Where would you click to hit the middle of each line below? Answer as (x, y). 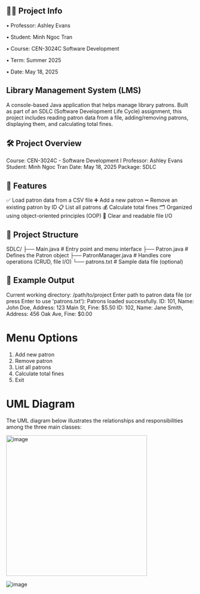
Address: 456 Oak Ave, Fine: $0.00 (49, 313)
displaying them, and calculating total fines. (60, 124)
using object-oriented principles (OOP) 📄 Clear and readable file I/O (89, 216)
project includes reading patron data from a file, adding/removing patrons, (98, 118)
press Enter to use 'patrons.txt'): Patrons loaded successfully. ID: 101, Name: (100, 301)
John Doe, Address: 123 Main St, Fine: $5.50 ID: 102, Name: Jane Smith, (95, 307)
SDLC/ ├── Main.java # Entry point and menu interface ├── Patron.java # (97, 249)
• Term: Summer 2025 (34, 60)
